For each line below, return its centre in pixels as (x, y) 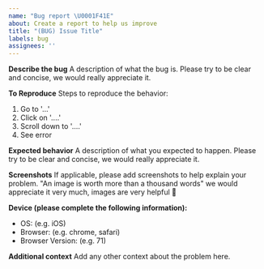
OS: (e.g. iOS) (43, 224)
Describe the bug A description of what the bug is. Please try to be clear (130, 69)
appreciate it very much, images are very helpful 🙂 (92, 192)
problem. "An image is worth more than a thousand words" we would (123, 184)
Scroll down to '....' (51, 126)
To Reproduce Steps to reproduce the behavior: (88, 93)
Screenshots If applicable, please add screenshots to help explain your (128, 175)
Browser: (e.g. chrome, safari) (70, 233)
